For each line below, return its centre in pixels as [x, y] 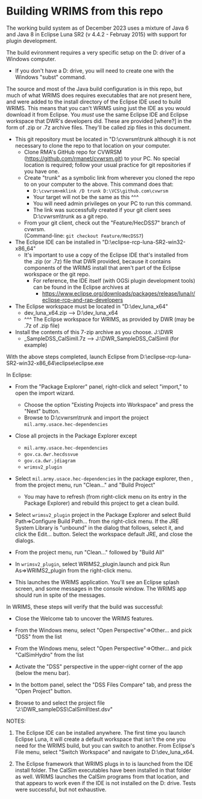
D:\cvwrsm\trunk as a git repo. [71, 216]
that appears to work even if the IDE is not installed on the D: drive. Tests [105, 783]
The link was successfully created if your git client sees [102, 209]
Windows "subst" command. [50, 77]
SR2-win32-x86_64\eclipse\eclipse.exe [55, 363]
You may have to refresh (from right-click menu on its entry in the [105, 496]
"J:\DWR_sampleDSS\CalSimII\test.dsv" [64, 709]
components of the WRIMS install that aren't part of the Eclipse [102, 268]
